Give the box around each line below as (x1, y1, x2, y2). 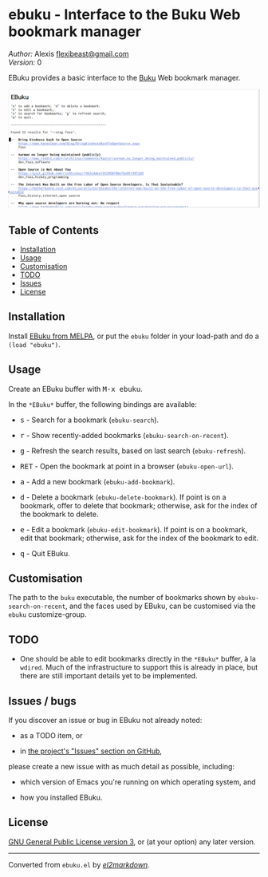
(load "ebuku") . (8, 339, 61, 349)
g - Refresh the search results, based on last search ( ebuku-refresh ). (19, 445, 246, 456)
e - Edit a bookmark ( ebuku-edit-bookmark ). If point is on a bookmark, (19, 524, 248, 534)
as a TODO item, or (19, 731, 83, 741)
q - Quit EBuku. (19, 548, 70, 558)
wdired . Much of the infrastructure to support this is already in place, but (19, 662, 258, 672)
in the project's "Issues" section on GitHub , (19, 746, 162, 756)
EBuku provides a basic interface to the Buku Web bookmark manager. (8, 73, 241, 82)
